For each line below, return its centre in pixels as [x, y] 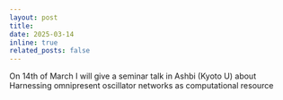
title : [22, 26]
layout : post [34, 17]
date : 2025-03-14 [42, 34]
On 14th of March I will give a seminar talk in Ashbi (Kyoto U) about [133, 76]
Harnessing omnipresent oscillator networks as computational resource [141, 86]
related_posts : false [50, 51]
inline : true [34, 42]
